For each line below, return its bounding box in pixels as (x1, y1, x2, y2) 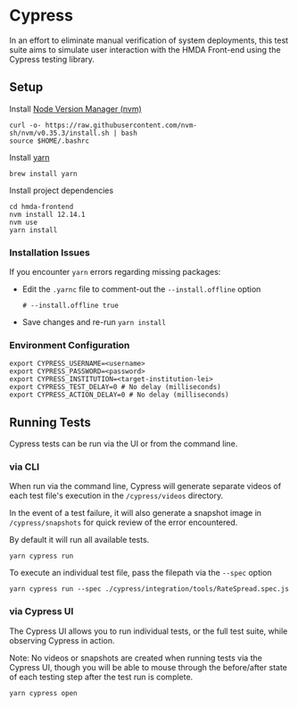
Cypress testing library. (9, 54, 95, 64)
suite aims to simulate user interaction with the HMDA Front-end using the (9, 44, 281, 54)
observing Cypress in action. (9, 635, 115, 645)
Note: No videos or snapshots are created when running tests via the (9, 653, 263, 663)
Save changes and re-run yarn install (21, 317, 167, 328)
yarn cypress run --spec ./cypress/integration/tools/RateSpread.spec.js (9, 585, 290, 594)
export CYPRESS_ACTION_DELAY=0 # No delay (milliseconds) (9, 390, 229, 400)
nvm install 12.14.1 (9, 210, 87, 219)
